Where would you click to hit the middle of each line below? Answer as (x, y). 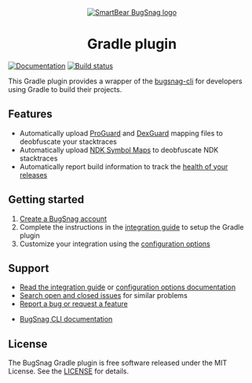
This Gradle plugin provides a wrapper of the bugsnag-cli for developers (126, 81)
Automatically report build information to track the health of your (124, 166)
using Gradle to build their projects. (65, 89)
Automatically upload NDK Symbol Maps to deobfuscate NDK (119, 149)
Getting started (46, 200)
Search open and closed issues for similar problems (104, 296)
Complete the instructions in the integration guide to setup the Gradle (131, 226)
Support (29, 268)
